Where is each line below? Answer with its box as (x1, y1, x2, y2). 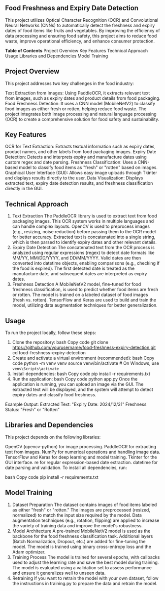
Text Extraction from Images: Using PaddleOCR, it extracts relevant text (5, 90, 150, 96)
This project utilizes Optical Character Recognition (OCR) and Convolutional (5, 17, 159, 23)
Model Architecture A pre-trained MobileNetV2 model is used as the (12, 528, 151, 534)
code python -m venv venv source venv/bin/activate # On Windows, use (12, 360, 159, 366)
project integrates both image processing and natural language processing (5, 111, 157, 117)
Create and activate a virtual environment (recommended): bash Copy (12, 355, 155, 361)
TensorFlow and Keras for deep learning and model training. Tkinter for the (5, 454, 157, 460)
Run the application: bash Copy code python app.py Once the (12, 376, 138, 382)
